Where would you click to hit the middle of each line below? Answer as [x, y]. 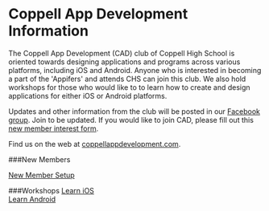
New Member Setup [41, 175]
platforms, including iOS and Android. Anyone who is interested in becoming [135, 70]
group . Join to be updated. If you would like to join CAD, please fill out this [131, 120]
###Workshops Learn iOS [52, 190]
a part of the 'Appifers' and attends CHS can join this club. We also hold [127, 79]
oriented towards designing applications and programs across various [124, 62]
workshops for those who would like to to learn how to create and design [130, 87]
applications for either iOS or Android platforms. [88, 95]
